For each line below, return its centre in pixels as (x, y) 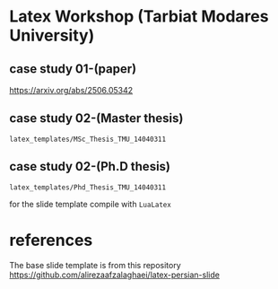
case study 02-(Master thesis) (96, 118)
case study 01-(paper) (73, 69)
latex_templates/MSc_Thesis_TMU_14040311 (88, 139)
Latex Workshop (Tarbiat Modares (139, 17)
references (51, 240)
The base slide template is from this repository (95, 265)
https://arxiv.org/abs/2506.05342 (71, 90)
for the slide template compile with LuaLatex (91, 204)
